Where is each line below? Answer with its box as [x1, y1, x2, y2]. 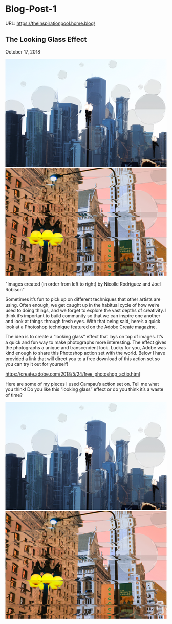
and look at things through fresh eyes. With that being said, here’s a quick [5, 318, 160, 325]
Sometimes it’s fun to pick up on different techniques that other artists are [5, 296, 161, 302]
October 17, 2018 [5, 48, 41, 55]
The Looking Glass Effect [5, 35, 87, 44]
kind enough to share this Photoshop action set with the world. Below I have [5, 350, 165, 356]
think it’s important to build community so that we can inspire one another [5, 313, 161, 319]
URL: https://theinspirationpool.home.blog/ [5, 20, 96, 26]
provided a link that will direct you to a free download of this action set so [5, 355, 160, 362]
